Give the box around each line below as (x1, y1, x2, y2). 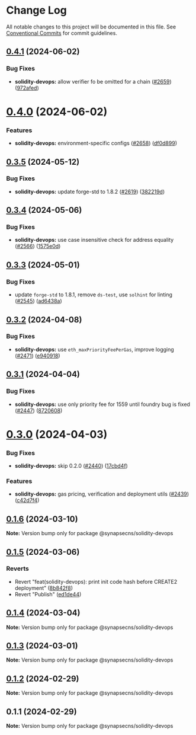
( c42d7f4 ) (14, 497, 40, 504)
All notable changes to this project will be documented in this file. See (6, 23, 176, 30)
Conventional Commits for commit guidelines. (6, 29, 117, 36)
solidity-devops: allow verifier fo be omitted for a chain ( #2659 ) (14, 78, 172, 85)
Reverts (6, 564, 30, 573)
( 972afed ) (14, 84, 40, 91)
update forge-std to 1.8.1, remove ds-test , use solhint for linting (14, 291, 173, 298)
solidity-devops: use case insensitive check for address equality (14, 237, 174, 244)
